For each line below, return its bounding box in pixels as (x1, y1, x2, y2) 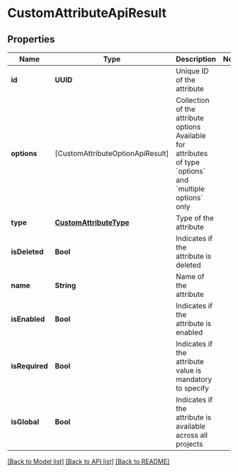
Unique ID (176, 66, 209, 76)
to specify (176, 383, 209, 393)
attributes (176, 149, 208, 158)
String (55, 281, 76, 290)
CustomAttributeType (55, 218, 130, 227)
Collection (176, 96, 210, 105)
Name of (176, 271, 205, 281)
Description (176, 55, 216, 64)
